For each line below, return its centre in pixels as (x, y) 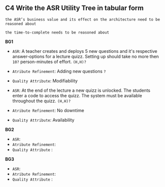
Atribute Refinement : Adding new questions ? (59, 71)
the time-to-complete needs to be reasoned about (57, 32)
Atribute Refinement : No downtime (48, 110)
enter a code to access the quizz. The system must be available (77, 95)
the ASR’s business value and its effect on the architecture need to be (83, 19)
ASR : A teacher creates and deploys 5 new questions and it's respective (85, 51)
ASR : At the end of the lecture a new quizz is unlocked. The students (81, 90)
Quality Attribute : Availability (43, 120)
